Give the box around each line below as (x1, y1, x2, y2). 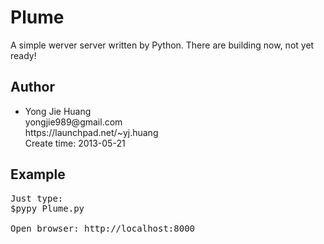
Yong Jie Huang (24, 105, 92, 117)
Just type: (10, 192, 64, 204)
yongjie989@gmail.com (24, 116, 123, 128)
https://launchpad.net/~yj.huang (24, 126, 159, 138)
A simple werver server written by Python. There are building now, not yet (10, 39, 315, 51)
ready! (10, 49, 37, 61)
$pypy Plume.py (10, 202, 85, 214)
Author (10, 79, 55, 96)
